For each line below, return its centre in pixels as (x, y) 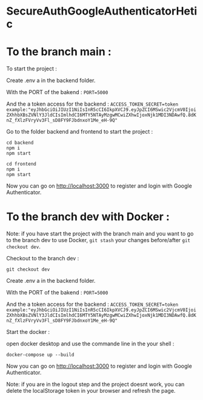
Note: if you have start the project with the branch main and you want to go (100, 234)
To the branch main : (59, 52)
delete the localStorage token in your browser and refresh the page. (91, 391)
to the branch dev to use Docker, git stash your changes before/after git (98, 240)
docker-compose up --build (40, 355)
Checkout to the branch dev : (43, 259)
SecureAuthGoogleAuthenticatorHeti (102, 11)
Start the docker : (28, 332)
